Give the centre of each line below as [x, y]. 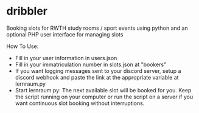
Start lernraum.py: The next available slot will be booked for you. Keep [103, 90]
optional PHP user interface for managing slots [65, 34]
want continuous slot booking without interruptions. [80, 103]
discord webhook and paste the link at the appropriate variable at [97, 77]
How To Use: [23, 46]
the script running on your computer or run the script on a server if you [104, 97]
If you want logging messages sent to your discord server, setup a [98, 70]
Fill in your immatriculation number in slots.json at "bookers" [91, 64]
